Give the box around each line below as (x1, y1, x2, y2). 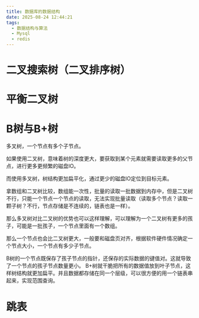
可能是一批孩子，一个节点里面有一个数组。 (16, 222, 120, 229)
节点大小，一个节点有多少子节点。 (11, 242, 95, 249)
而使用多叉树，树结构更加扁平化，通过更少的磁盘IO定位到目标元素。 (6, 175, 173, 182)
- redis (11, 36, 31, 42)
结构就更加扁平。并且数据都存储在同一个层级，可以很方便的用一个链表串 (16, 270, 193, 277)
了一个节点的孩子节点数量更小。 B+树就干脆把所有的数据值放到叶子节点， (6, 262, 186, 270)
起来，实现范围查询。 (6, 277, 58, 284)
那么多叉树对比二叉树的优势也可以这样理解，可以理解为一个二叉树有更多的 (6, 215, 188, 222)
